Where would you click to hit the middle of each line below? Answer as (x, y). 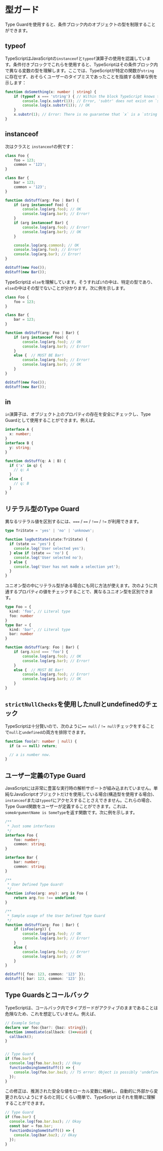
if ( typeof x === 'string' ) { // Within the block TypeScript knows (84, 96)
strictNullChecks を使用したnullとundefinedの (75, 705)
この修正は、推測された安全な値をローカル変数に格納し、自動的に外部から (79, 1091)
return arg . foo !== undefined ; (45, 898)
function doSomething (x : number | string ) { (51, 92)
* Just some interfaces (31, 826)
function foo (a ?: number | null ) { (41, 741)
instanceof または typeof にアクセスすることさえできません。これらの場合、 (80, 801)
